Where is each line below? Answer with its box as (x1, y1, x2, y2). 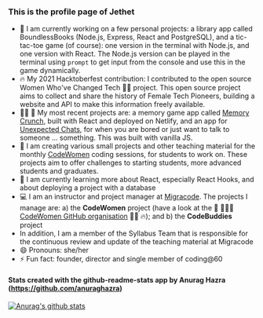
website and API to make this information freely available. (19, 100, 206, 109)
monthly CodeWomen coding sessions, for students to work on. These (19, 150, 248, 159)
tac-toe (19, 41, 44, 50)
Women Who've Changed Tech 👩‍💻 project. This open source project (19, 83, 241, 93)
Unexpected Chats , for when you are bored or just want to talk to (19, 125, 230, 134)
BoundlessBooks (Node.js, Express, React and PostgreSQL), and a (19, 32, 235, 42)
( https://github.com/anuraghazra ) (8, 283, 123, 293)
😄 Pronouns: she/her (19, 246, 89, 255)
